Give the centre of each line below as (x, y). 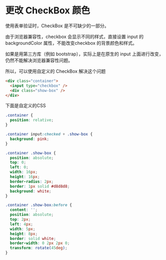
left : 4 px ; (22, 224)
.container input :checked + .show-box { (49, 134)
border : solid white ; (33, 238)
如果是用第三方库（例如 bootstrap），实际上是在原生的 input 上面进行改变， (85, 54)
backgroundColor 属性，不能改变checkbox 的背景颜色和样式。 (71, 43)
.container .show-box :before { (39, 205)
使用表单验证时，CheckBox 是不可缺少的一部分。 (57, 26)
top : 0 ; (18, 163)
